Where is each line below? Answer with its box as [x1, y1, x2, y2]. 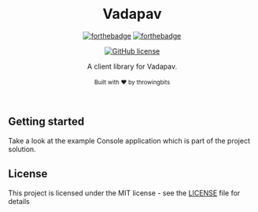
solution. [8, 144, 37, 154]
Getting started [8, 115, 85, 128]
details [8, 196, 30, 206]
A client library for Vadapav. [87, 61, 178, 71]
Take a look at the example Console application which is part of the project [8, 136, 250, 145]
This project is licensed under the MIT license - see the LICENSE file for [8, 188, 241, 198]
